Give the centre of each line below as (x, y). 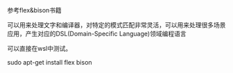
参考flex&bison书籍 (35, 10)
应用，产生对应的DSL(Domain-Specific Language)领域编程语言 (97, 34)
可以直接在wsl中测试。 (40, 48)
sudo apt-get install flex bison (50, 62)
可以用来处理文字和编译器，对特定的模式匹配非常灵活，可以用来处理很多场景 (116, 25)
